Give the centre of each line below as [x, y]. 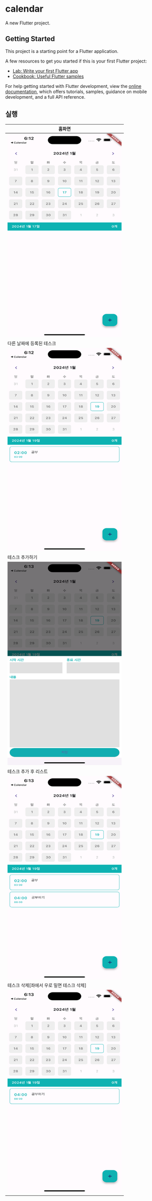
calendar [25, 9]
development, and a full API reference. [45, 97]
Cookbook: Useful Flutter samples [48, 76]
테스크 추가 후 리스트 [28, 771]
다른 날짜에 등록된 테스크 [32, 343]
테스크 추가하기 [22, 557]
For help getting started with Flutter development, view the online [73, 86]
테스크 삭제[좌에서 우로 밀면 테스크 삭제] [47, 985]
